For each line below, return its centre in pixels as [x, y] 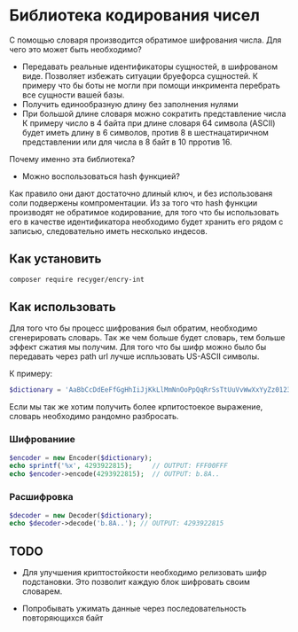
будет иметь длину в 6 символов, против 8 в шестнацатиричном [145, 132]
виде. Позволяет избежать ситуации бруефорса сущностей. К [140, 75]
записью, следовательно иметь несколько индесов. [109, 230]
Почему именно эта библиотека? [72, 159]
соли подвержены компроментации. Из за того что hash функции [133, 203]
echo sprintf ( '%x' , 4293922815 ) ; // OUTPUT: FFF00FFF [118, 466]
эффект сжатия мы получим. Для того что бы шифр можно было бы [138, 347]
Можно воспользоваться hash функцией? [101, 176]
